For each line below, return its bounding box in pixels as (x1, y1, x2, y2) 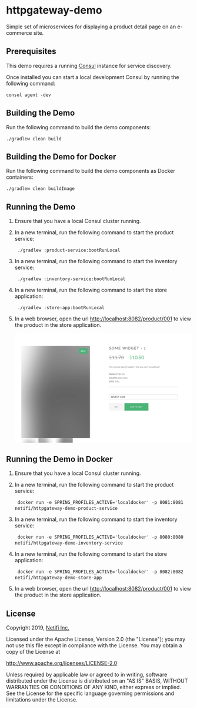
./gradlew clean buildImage (6, 186, 75, 192)
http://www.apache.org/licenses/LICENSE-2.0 (6, 660, 118, 667)
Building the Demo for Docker (6, 152, 116, 162)
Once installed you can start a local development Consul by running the (6, 73, 179, 80)
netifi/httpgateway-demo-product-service (14, 506, 118, 512)
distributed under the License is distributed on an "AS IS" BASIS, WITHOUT (6, 677, 188, 684)
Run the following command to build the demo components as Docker (6, 168, 175, 175)
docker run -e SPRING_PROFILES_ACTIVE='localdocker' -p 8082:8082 (17, 569, 183, 575)
